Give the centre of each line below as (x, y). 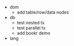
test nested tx (31, 23)
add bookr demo (34, 33)
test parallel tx (31, 28)
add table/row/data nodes (43, 12)
